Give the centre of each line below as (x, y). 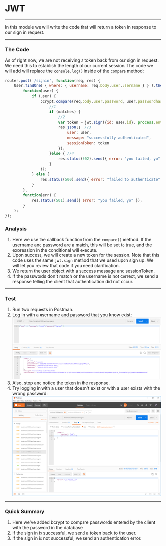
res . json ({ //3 (75, 127)
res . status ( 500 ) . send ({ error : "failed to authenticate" (100, 179)
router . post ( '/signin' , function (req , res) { (53, 81)
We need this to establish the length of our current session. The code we (79, 66)
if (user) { (44, 96)
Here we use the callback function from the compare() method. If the (82, 240)
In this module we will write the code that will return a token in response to (81, 27)
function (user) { (41, 91)
